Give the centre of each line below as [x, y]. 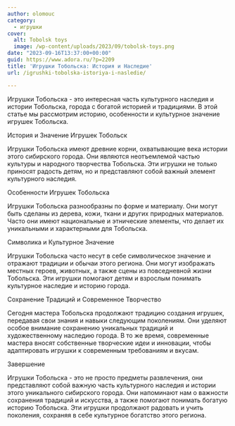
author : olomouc [31, 14]
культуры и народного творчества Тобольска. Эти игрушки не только [112, 163]
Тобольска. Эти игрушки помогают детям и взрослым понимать [104, 278]
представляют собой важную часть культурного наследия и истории [112, 385]
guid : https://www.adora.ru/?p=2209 [61, 60]
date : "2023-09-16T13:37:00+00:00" [59, 54]
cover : [17, 33]
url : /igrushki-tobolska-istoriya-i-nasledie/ [77, 73]
